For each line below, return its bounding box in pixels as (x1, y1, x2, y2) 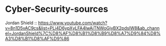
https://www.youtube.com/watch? (38, 20, 108, 26)
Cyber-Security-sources (5, 3, 109, 15)
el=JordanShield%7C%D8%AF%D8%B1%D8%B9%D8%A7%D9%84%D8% (5, 30, 161, 36)
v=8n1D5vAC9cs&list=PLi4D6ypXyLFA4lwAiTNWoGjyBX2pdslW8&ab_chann (5, 25, 160, 31)
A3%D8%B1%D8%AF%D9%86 (5, 36, 70, 42)
